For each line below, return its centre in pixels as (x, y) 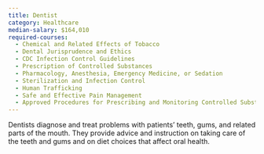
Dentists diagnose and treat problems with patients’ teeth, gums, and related (132, 125)
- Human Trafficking (49, 88)
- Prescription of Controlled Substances (84, 66)
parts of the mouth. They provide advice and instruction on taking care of (127, 133)
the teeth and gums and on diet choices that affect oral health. (109, 141)
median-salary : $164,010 (49, 30)
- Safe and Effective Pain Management (79, 95)
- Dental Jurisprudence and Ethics (73, 52)
